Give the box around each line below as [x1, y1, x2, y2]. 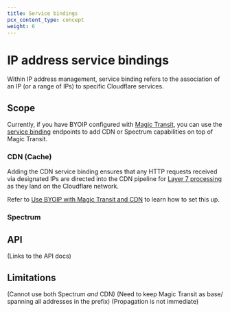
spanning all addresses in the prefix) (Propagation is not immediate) [7, 297, 199, 305]
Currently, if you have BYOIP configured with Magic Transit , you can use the [7, 121, 222, 129]
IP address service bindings [7, 52, 170, 68]
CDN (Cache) [7, 152, 52, 162]
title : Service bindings [7, 10, 78, 17]
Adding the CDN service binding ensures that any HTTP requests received [7, 167, 218, 176]
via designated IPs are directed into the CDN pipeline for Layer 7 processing [7, 175, 222, 183]
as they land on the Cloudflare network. [7, 182, 119, 191]
